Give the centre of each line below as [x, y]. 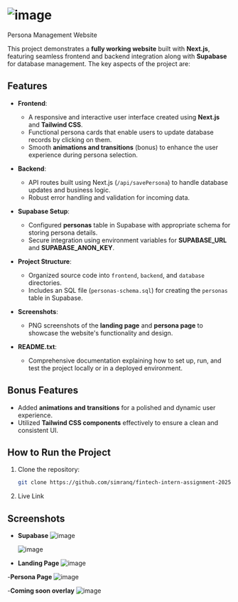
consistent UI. [38, 430]
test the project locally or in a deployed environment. [106, 368]
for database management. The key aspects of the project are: [99, 63]
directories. [45, 283]
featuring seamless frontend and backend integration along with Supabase [117, 56]
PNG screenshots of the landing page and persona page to [116, 325]
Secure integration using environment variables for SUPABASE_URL [128, 240]
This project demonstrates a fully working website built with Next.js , [109, 48]
